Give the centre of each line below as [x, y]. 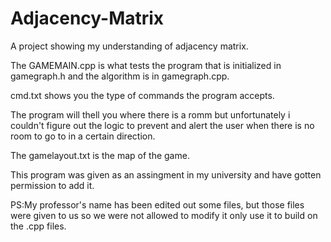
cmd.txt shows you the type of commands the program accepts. [142, 95]
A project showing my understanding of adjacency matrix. [129, 46]
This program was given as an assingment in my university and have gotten [166, 174]
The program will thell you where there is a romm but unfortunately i [150, 114]
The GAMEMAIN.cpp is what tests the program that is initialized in [146, 65]
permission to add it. [52, 185]
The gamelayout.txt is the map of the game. [100, 155]
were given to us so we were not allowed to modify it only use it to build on [164, 215]
